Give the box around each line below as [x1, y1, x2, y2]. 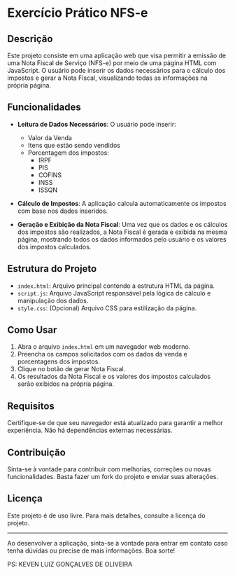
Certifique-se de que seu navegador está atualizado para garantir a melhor [7, 419, 224, 427]
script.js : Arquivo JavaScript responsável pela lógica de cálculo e [17, 289, 211, 297]
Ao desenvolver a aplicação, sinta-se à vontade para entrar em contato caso [7, 539, 228, 547]
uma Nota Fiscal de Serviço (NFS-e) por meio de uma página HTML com [7, 59, 217, 67]
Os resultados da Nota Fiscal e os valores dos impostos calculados [17, 373, 211, 381]
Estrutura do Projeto [7, 263, 97, 275]
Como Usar [7, 324, 57, 336]
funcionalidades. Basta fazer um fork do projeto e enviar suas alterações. [7, 473, 219, 481]
